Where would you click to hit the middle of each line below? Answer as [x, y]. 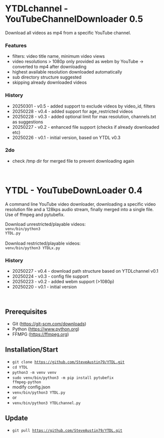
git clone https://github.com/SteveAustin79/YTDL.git [68, 362]
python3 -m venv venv [34, 372]
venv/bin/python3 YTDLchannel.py [46, 403]
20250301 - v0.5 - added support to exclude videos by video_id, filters [84, 106]
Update [17, 418]
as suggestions [27, 122]
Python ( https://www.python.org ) [46, 329]
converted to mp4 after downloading [49, 67]
